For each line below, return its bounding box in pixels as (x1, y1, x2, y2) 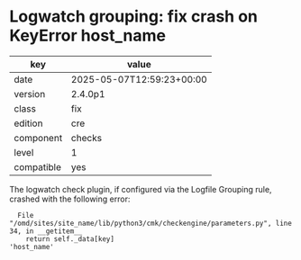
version (14, 87, 46, 100)
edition (14, 117, 43, 130)
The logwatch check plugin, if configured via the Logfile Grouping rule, (9, 184, 272, 194)
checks (70, 131, 102, 144)
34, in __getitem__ (9, 227, 83, 236)
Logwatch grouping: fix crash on (9, 6, 259, 27)
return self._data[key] (25, 234, 115, 244)
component (14, 131, 63, 144)
